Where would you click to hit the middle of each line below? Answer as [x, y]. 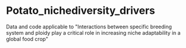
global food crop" [27, 39]
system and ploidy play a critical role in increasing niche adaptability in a [93, 32]
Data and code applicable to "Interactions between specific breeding [89, 27]
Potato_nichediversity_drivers [81, 11]
